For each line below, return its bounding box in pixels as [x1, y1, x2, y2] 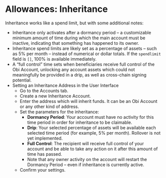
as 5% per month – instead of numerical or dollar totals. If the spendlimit [12, 51, 161, 57]
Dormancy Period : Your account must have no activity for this [27, 114, 154, 120]
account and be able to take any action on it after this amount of [27, 146, 158, 152]
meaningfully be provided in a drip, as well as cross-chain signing [12, 72, 147, 78]
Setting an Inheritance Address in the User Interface [12, 82, 119, 88]
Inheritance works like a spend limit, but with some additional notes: [5, 20, 144, 26]
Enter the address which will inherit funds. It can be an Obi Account [19, 98, 158, 104]
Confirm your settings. [19, 167, 66, 173]
